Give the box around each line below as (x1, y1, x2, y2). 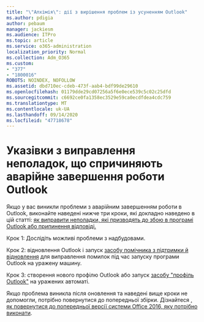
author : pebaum (6, 20, 45, 26)
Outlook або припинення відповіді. (6, 223, 96, 230)
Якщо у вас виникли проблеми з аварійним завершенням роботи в (6, 203, 182, 210)
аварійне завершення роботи (6, 170, 165, 184)
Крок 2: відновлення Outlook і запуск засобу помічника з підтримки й (6, 247, 189, 254)
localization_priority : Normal (6, 49, 86, 55)
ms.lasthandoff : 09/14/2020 (6, 112, 78, 118)
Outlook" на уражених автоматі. (6, 278, 90, 285)
